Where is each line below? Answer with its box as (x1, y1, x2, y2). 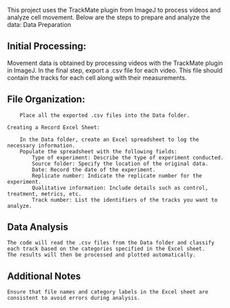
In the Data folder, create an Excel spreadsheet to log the (19, 136, 199, 143)
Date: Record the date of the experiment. (32, 166, 156, 173)
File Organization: (7, 93, 86, 106)
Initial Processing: (7, 41, 86, 52)
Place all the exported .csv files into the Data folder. (19, 112, 190, 119)
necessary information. (7, 142, 76, 149)
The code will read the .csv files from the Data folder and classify (7, 240, 215, 247)
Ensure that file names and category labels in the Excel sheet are (7, 289, 209, 296)
